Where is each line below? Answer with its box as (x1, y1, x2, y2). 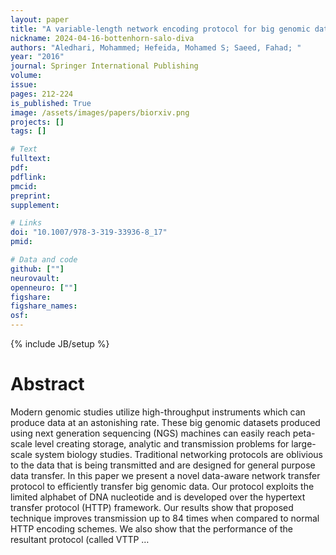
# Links (10, 218, 43, 228)
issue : (10, 80, 38, 90)
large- (291, 437, 317, 450)
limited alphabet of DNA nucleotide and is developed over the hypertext (10, 491, 306, 503)
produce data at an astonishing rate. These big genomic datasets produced (10, 416, 321, 428)
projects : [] (10, 117, 65, 127)
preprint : (10, 191, 52, 201)
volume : (10, 71, 43, 81)
